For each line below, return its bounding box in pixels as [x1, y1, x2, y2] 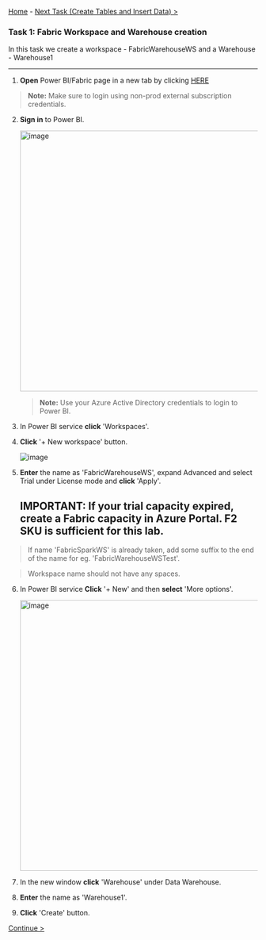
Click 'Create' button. [19, 908, 90, 918]
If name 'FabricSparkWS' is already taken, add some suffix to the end [27, 545, 255, 554]
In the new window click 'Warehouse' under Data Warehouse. [19, 877, 222, 887]
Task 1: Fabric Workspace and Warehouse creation [8, 26, 207, 37]
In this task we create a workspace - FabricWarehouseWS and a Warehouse [8, 44, 256, 54]
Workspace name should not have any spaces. [27, 569, 180, 578]
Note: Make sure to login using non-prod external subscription [27, 91, 232, 101]
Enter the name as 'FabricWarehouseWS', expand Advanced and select [19, 468, 253, 478]
